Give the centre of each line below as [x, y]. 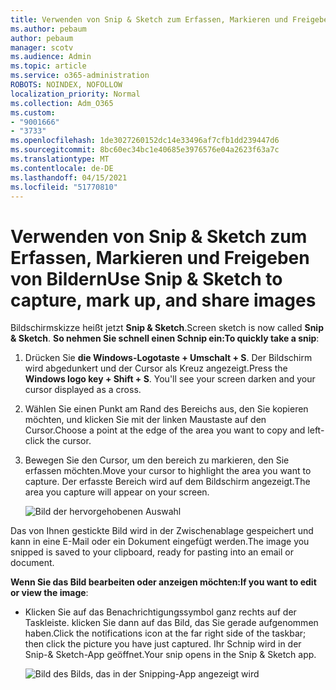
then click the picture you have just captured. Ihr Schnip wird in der [163, 644]
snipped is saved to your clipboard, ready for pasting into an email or [152, 552]
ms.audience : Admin [51, 57]
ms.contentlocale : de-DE [62, 168]
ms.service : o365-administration [80, 76]
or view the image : [49, 593]
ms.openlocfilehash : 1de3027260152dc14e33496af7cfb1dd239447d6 [145, 141]
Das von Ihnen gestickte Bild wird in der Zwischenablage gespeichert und [162, 531]
